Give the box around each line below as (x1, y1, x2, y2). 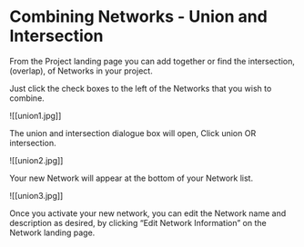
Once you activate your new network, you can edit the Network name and (9, 207, 287, 219)
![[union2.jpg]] (9, 154, 64, 165)
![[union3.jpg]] (9, 190, 64, 201)
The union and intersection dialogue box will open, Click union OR (9, 127, 257, 138)
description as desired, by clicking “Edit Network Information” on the (9, 217, 267, 228)
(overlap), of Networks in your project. (9, 65, 153, 76)
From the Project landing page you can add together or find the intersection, (9, 55, 296, 66)
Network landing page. (9, 227, 96, 238)
